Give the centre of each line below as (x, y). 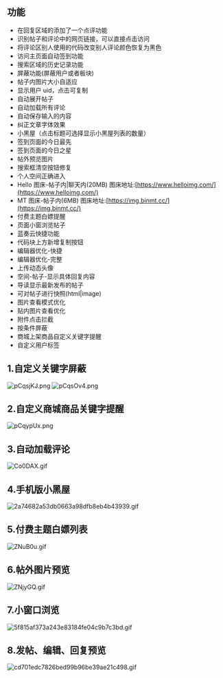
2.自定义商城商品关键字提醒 (66, 409)
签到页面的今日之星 (44, 150)
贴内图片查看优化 (41, 310)
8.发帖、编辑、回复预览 (57, 650)
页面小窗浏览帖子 (41, 224)
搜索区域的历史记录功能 (50, 65)
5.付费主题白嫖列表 (47, 529)
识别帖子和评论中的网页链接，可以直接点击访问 (83, 38)
